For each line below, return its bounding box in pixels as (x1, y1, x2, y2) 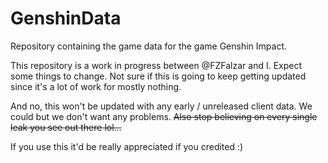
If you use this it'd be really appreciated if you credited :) (10, 140, 244, 152)
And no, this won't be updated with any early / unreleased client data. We (10, 100, 313, 112)
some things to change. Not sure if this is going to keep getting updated (10, 70, 307, 82)
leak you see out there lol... (10, 121, 122, 133)
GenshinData (10, 7, 122, 30)
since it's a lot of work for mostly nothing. (10, 80, 182, 92)
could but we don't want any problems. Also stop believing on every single (10, 110, 318, 122)
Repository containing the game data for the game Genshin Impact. (10, 40, 288, 52)
